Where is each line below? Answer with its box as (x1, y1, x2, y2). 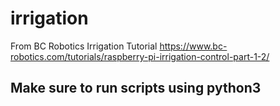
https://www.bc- (159, 40, 228, 52)
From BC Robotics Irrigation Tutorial (10, 40, 158, 52)
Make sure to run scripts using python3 (10, 80, 262, 97)
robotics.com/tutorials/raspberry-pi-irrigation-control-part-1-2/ (10, 50, 270, 62)
